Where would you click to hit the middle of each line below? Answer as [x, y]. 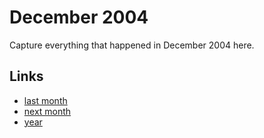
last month [45, 100]
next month [47, 111]
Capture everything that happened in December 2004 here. [132, 45]
